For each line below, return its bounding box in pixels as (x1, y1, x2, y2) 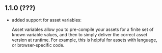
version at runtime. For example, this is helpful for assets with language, (11, 37, 158, 43)
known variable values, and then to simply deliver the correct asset (11, 31, 148, 37)
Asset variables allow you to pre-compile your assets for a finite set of (11, 26, 154, 32)
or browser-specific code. (11, 42, 65, 48)
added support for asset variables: (11, 17, 82, 23)
